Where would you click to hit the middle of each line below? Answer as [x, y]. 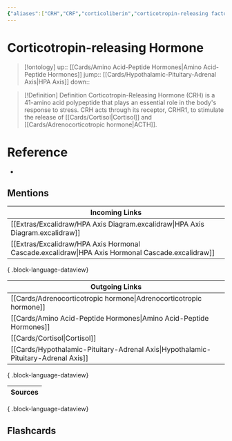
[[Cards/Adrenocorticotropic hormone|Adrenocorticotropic [106, 299]
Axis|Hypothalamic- [178, 350]
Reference [37, 152]
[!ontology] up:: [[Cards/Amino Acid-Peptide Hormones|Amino [113, 67]
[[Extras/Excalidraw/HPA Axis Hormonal [75, 244]
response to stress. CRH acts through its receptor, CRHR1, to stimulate [124, 110]
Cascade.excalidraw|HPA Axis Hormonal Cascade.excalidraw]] [113, 253]
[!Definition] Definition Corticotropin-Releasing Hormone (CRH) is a [119, 95]
